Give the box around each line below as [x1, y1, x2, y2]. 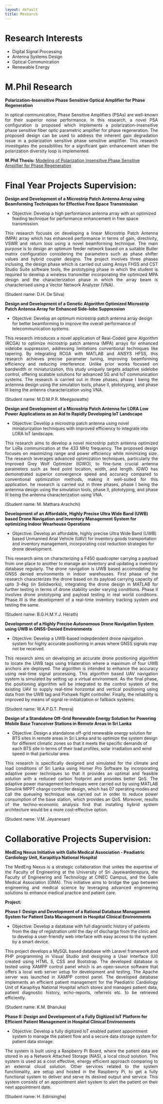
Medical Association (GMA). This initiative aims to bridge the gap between [5, 880, 158, 885]
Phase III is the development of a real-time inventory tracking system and [5, 597, 158, 603]
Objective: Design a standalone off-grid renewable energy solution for [12, 730, 152, 736]
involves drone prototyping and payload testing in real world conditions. [5, 592, 158, 598]
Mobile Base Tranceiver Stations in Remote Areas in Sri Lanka [5, 721, 132, 727]
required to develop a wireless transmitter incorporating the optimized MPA [5, 272, 158, 277]
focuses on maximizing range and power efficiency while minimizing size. [5, 451, 158, 457]
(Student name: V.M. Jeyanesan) [5, 816, 70, 822]
